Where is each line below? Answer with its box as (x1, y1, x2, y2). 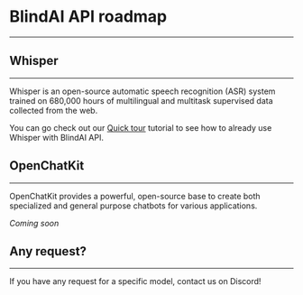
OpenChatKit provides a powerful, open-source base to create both (9, 190, 261, 201)
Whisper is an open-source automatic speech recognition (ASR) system (9, 86, 276, 97)
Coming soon (9, 217, 60, 228)
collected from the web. (9, 105, 98, 115)
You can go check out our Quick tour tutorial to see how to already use (9, 122, 272, 133)
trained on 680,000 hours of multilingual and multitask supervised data (9, 95, 273, 106)
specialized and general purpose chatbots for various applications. (9, 200, 258, 211)
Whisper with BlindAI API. (9, 132, 104, 143)
